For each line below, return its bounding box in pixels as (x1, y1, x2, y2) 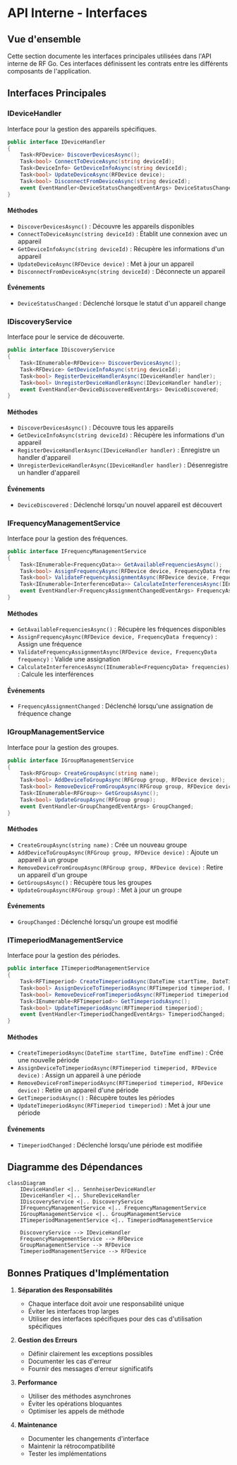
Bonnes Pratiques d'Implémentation (7, 1267, 169, 1279)
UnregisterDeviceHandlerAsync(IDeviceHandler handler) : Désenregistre (17, 461, 229, 470)
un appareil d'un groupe (17, 870, 88, 879)
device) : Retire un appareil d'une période (17, 1086, 139, 1094)
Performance (17, 1378, 58, 1387)
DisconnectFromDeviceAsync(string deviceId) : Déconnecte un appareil (17, 267, 226, 275)
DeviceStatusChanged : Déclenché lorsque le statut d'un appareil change (17, 299, 226, 307)
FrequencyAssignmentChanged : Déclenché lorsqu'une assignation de (17, 702, 214, 710)
